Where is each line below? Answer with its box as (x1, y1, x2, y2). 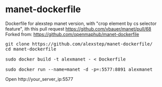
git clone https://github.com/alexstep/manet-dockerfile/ (5, 41, 153, 47)
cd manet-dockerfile (5, 46, 57, 52)
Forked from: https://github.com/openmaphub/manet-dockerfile (5, 31, 140, 37)
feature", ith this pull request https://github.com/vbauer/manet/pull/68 (5, 25, 151, 32)
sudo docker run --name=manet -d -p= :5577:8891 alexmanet (5, 66, 153, 72)
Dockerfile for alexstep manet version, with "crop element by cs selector (5, 20, 157, 26)
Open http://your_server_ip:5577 (5, 76, 74, 82)
